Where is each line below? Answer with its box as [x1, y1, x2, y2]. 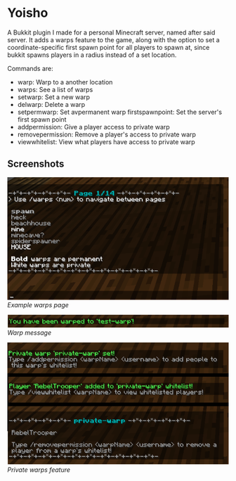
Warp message [7, 328, 52, 337]
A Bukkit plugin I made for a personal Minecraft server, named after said [7, 28, 216, 37]
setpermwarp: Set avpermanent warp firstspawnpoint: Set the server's [17, 108, 223, 116]
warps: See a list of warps [17, 85, 93, 94]
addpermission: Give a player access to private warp [17, 122, 170, 131]
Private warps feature [7, 466, 71, 474]
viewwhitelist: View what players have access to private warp [17, 137, 195, 146]
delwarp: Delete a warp [17, 100, 86, 108]
